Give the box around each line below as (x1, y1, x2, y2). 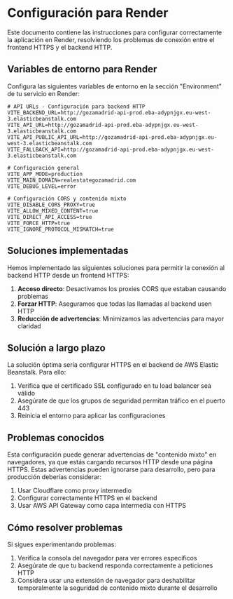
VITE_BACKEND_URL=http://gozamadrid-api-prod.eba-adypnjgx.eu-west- (7, 109, 211, 116)
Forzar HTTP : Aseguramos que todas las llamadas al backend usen (17, 299, 212, 308)
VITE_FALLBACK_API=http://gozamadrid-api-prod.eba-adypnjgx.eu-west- (7, 146, 215, 153)
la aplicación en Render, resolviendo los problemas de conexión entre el (7, 35, 215, 43)
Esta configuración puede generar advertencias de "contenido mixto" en (7, 450, 217, 459)
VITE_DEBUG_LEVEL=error (7, 182, 77, 190)
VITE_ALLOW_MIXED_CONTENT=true (7, 207, 99, 215)
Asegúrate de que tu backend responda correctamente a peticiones (17, 561, 213, 570)
